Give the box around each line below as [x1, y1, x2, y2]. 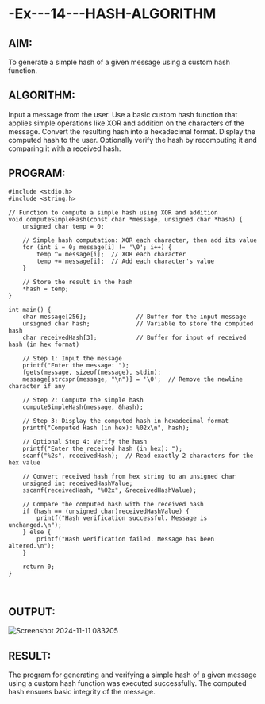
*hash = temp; [22, 285, 69, 293]
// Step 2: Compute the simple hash [22, 396, 144, 404]
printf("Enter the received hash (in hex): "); [22, 444, 182, 452]
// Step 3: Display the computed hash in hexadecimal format [22, 417, 229, 425]
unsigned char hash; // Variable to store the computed [22, 319, 254, 328]
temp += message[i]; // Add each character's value [36, 257, 215, 265]
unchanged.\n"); [8, 521, 62, 529]
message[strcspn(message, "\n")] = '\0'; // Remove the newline [22, 375, 244, 383]
